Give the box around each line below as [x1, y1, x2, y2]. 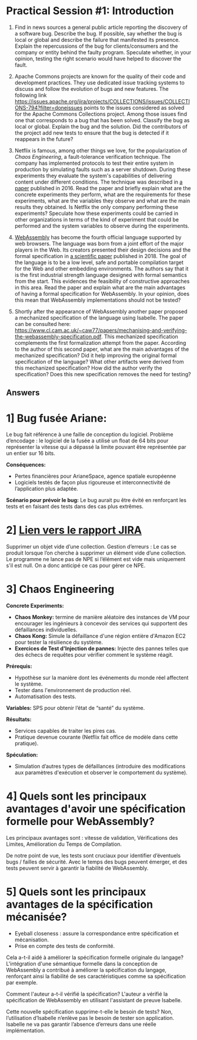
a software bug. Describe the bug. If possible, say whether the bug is [14, 30, 182, 37]
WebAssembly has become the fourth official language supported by [14, 233, 182, 240]
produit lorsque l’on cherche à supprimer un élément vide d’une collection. [6, 549, 186, 556]
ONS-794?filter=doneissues [14, 104, 83, 111]
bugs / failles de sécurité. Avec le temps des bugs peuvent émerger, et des [6, 858, 188, 866]
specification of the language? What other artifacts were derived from [14, 358, 184, 365]
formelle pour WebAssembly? [6, 815, 155, 828]
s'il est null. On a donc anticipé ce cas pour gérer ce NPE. [6, 562, 146, 569]
